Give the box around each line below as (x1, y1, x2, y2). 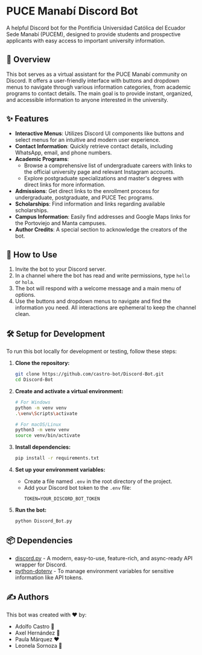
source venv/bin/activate (14, 432, 80, 438)
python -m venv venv (14, 405, 67, 411)
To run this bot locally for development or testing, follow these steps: (6, 348, 177, 355)
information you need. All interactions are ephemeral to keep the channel (14, 304, 197, 311)
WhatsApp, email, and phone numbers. (14, 149, 112, 156)
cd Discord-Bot (14, 377, 54, 383)
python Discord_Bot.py (14, 518, 72, 524)
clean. (14, 311, 31, 318)
